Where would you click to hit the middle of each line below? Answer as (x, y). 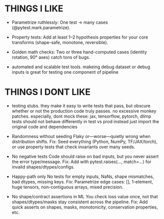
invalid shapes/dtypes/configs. (43, 167)
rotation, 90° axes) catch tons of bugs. (51, 57)
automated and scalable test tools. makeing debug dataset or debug (81, 67)
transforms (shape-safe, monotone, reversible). (60, 42)
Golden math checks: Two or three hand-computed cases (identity (79, 52)
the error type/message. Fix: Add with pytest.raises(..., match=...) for (82, 162)
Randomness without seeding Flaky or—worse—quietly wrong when (81, 136)
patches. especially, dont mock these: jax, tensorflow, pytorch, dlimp (81, 116)
